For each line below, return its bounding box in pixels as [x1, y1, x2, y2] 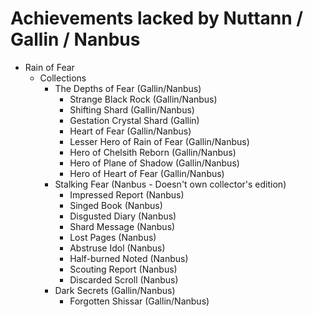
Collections [39, 72, 87, 84]
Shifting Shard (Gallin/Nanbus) [69, 103, 195, 116]
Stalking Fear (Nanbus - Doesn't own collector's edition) [54, 178, 287, 190]
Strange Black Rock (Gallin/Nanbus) [69, 93, 218, 105]
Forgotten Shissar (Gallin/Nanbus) [69, 295, 210, 307]
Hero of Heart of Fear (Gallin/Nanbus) [69, 167, 225, 179]
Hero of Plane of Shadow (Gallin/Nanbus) [69, 157, 240, 169]
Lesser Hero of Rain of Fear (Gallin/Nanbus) [69, 135, 250, 147]
